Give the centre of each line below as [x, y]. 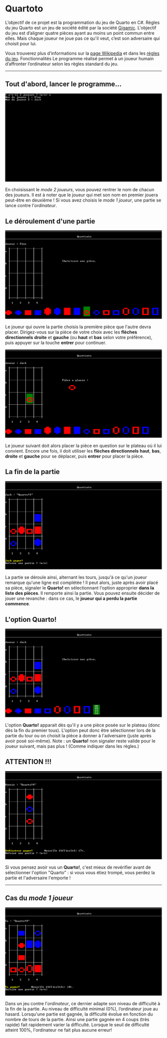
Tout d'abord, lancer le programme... [63, 84]
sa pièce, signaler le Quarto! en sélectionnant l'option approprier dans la [80, 588]
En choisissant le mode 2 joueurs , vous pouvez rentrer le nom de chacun [80, 190]
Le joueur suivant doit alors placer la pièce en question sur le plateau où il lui [83, 446]
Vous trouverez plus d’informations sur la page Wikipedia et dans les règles [83, 53]
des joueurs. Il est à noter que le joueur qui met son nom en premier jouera [82, 195]
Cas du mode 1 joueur [39, 898]
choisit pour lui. [21, 43]
